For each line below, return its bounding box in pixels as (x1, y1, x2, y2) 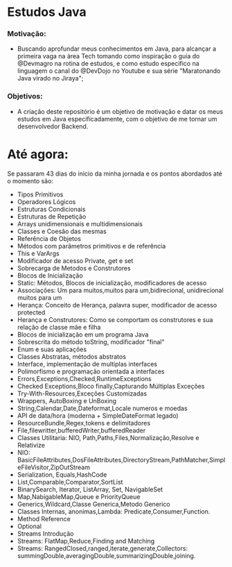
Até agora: (7, 146, 69, 162)
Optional (17, 522, 42, 530)
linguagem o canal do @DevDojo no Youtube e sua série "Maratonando (17, 67, 221, 75)
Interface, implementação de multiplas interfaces (17, 359, 158, 368)
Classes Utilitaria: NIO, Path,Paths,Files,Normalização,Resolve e (17, 433, 199, 441)
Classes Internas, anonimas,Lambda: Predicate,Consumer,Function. (17, 507, 211, 516)
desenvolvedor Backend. (17, 122, 89, 130)
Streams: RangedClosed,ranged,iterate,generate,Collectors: (17, 544, 188, 552)
